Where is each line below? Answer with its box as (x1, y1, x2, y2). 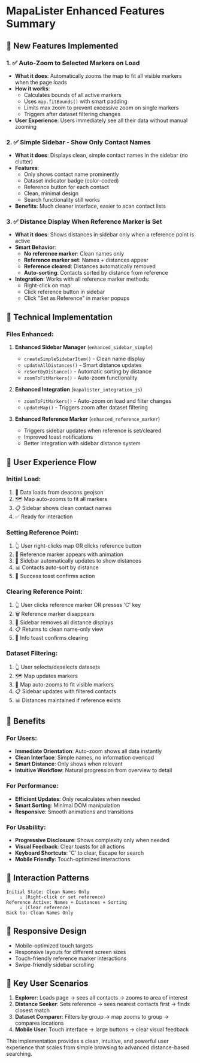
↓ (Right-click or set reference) (19, 894, 106, 900)
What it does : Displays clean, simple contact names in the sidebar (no (14, 151, 189, 159)
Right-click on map (23, 282, 71, 289)
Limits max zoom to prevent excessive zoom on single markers (23, 104, 179, 111)
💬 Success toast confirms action (14, 573, 95, 580)
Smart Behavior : (14, 244, 57, 251)
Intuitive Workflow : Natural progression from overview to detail (14, 767, 172, 774)
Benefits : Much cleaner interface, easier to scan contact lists (14, 202, 166, 210)
